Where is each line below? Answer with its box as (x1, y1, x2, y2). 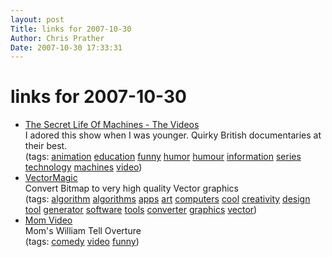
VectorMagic (24, 172, 78, 184)
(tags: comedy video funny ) (24, 236, 140, 248)
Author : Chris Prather (10, 33, 105, 43)
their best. (24, 140, 68, 152)
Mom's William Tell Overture (24, 225, 142, 237)
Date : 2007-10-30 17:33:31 (10, 42, 123, 53)
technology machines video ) (24, 161, 143, 173)
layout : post (10, 14, 65, 25)
